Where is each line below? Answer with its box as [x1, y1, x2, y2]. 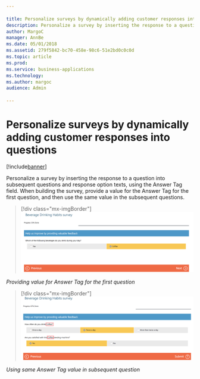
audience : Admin [6, 85, 46, 91]
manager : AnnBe [6, 35, 44, 41]
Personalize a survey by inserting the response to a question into [6, 174, 165, 181]
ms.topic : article [6, 54, 52, 60]
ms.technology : [6, 72, 44, 79]
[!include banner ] [6, 163, 47, 170]
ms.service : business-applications [6, 66, 95, 72]
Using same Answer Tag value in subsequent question [6, 366, 140, 373]
